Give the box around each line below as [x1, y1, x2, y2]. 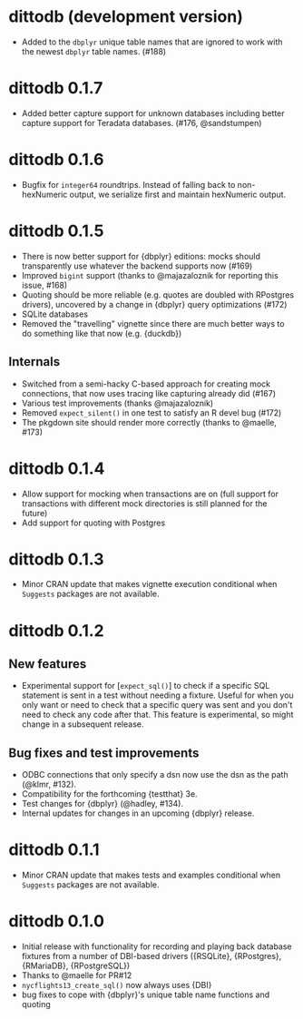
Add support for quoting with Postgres [21, 517, 166, 528]
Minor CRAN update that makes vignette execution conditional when [21, 579, 278, 590]
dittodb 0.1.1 [8, 839, 101, 860]
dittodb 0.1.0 [8, 911, 105, 932]
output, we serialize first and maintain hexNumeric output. [69, 189, 287, 200]
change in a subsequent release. [21, 719, 144, 730]
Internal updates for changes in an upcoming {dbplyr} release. [21, 808, 255, 818]
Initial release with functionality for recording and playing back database [21, 941, 292, 952]
